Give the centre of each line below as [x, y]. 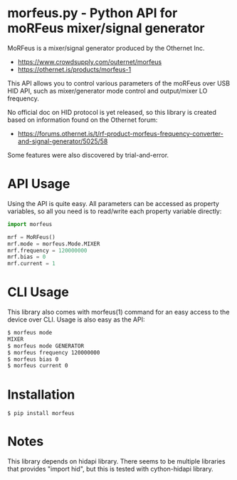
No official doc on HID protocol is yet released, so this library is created [112, 112]
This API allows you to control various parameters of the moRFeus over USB [118, 83]
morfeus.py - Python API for [93, 13]
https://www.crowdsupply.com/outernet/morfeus [90, 61]
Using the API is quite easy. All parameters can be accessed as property [113, 203]
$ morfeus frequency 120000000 [54, 352]
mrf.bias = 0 [27, 257]
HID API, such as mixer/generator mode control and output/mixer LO [107, 91]
